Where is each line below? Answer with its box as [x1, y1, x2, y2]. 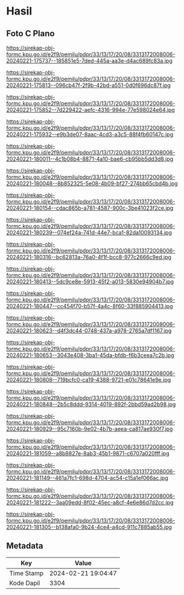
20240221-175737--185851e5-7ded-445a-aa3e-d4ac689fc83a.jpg [6, 57, 173, 64]
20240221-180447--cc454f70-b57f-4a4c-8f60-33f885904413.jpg [6, 303, 173, 309]
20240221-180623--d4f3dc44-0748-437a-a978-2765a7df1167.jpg [6, 327, 172, 334]
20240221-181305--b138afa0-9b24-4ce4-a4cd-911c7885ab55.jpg [6, 524, 172, 530]
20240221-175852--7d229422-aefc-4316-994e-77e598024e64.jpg [6, 106, 175, 113]
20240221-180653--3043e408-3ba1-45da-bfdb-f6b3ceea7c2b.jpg [6, 352, 174, 359]
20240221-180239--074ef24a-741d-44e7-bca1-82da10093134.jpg [6, 229, 172, 236]
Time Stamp [9, 569, 44, 577]
